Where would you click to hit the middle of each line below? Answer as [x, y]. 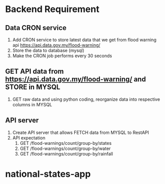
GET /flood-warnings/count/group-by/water [65, 148]
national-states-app [48, 174]
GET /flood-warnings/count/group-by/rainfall [66, 153]
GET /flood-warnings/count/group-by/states [66, 143]
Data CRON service [36, 28]
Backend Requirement [52, 9]
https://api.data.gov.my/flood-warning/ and [76, 79]
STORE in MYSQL [33, 87]
